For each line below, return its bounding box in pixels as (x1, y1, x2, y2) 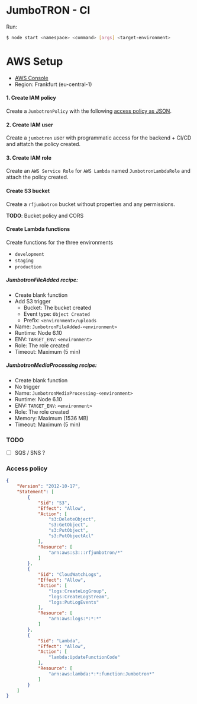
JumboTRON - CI (6, 4, 91, 17)
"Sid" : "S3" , (37, 500, 70, 506)
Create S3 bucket (6, 187, 50, 194)
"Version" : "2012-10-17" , (17, 483, 81, 490)
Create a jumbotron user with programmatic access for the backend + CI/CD (6, 134, 192, 141)
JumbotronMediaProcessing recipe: (6, 361, 97, 369)
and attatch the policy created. (6, 141, 81, 148)
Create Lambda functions (6, 226, 70, 233)
